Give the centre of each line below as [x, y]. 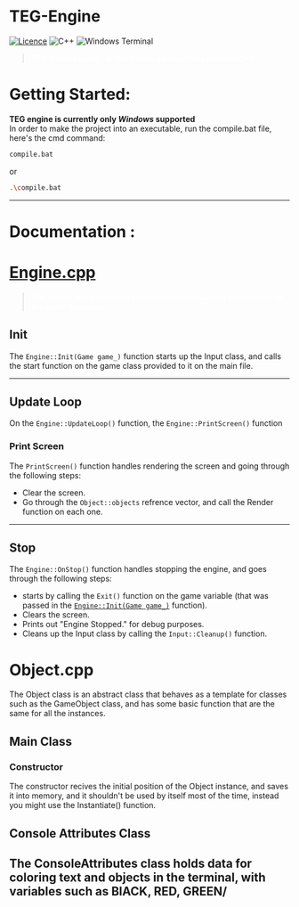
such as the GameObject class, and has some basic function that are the [142, 704]
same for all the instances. [57, 714]
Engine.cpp [53, 273]
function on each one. [62, 511]
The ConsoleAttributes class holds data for [130, 863]
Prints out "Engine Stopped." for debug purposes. [113, 625]
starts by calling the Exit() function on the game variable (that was [145, 596]
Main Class [41, 741]
